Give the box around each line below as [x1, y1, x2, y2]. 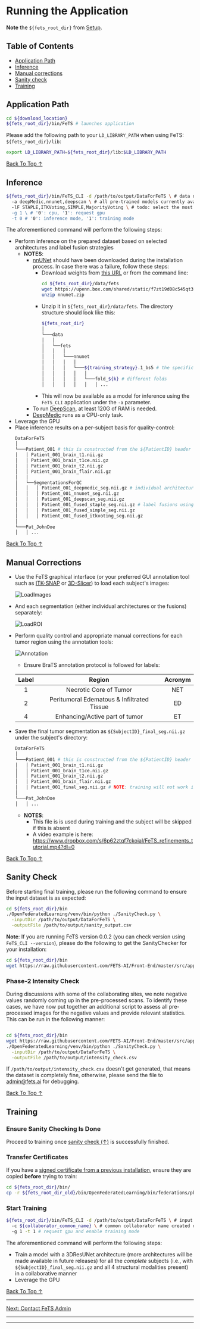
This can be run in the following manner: [6, 1016, 105, 1023]
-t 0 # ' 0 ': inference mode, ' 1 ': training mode [11, 216, 135, 221]
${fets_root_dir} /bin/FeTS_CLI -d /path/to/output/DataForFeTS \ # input [6, 1218, 193, 1224]
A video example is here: [32, 831, 93, 838]
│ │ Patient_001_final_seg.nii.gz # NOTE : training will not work [14, 784, 189, 790]
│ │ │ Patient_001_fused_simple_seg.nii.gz [14, 507, 135, 513]
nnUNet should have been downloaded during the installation [32, 257, 183, 264]
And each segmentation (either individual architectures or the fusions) [14, 603, 187, 610]
